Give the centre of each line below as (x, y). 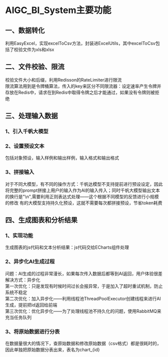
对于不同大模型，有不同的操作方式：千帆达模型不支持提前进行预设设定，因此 (84, 184)
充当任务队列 (18, 317)
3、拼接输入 (20, 172)
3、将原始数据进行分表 (32, 331)
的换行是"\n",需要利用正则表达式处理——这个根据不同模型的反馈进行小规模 (82, 196)
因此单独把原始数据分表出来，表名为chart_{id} (52, 349)
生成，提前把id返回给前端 (31, 305)
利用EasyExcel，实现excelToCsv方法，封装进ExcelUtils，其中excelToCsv (80, 43)
